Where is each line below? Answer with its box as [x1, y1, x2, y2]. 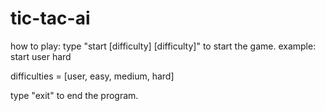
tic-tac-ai [10, 7, 91, 30]
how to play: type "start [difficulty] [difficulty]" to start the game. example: [10, 40, 317, 52]
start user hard [10, 50, 72, 62]
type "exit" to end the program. [10, 89, 139, 101]
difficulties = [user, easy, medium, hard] [10, 70, 175, 82]
